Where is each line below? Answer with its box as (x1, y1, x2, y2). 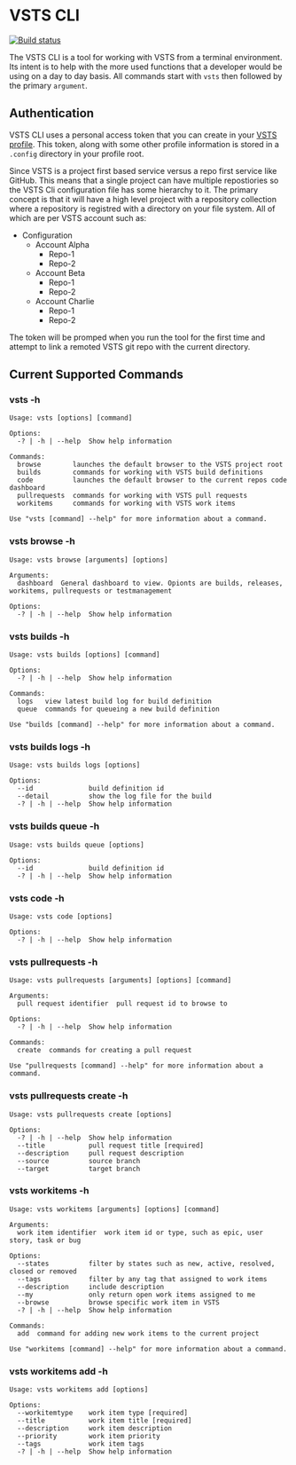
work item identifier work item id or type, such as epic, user (17, 1228, 264, 1237)
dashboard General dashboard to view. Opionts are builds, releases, (17, 579, 284, 587)
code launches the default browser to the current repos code (17, 476, 288, 484)
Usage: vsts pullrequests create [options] (9, 1110, 173, 1119)
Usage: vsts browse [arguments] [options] (9, 555, 168, 564)
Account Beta (35, 267, 86, 278)
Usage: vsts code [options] (9, 911, 113, 921)
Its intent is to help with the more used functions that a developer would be (9, 61, 283, 72)
